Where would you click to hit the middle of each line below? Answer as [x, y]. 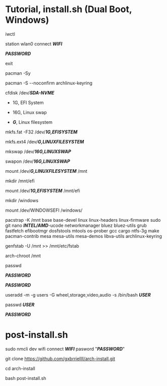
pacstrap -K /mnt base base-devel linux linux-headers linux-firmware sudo [83, 220]
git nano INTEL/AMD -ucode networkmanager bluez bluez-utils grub [76, 225]
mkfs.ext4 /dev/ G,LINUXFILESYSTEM [45, 141]
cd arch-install [20, 368]
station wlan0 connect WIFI [34, 43]
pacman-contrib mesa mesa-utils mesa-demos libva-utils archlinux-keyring [84, 236]
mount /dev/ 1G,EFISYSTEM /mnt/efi [43, 190]
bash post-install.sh [26, 378]
